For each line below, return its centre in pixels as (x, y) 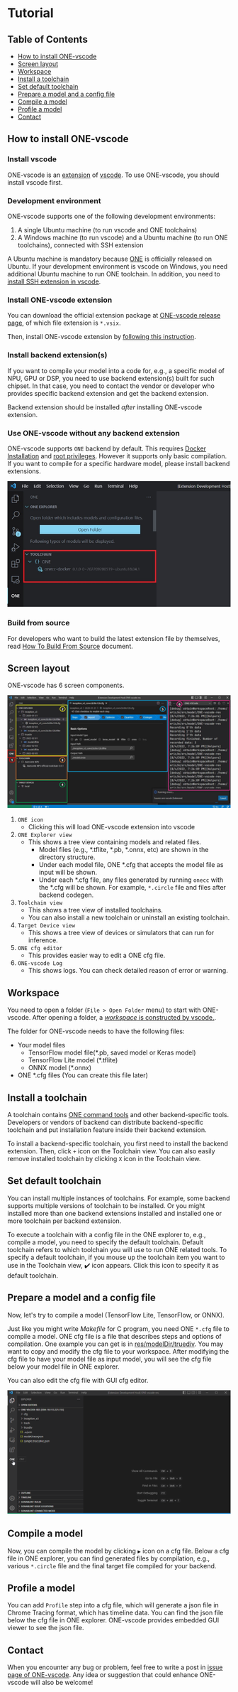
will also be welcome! (62, 1683)
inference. (43, 940)
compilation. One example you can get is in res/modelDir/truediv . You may (115, 1344)
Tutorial (31, 13)
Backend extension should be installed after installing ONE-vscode (105, 407)
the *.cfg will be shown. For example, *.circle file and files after (132, 888)
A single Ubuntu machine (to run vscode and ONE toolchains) (107, 230)
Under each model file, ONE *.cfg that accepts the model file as (131, 865)
